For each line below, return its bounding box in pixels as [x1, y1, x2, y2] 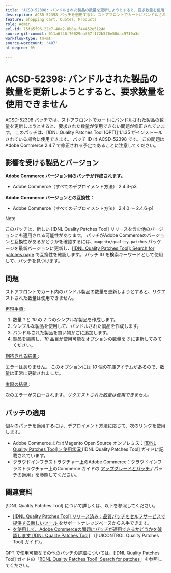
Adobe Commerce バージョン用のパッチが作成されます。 [5, 173, 126, 179]
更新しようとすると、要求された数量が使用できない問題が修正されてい [14, 123, 161, 129]
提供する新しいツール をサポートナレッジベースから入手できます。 [12, 520, 152, 526]
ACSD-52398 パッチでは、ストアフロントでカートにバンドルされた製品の [5, 117, 160, 123]
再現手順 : [5, 306, 26, 312]
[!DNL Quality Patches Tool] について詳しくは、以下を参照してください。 [5, 502, 158, 508]
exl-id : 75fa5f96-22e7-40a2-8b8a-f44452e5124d [5, 26, 106, 32]
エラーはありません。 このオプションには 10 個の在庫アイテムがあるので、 [5, 364, 160, 370]
